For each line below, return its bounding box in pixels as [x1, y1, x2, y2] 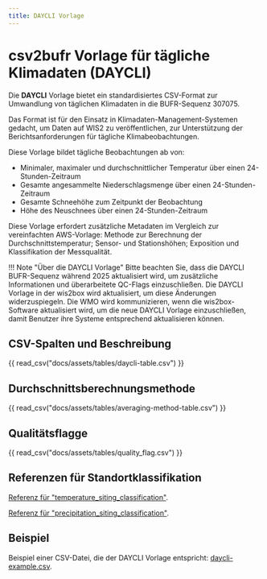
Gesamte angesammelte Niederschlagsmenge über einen [19, 180, 212, 189]
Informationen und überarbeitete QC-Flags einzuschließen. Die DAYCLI [8, 279, 244, 289]
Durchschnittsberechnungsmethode [8, 382, 195, 395]
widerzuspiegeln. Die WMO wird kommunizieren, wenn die [8, 296, 203, 306]
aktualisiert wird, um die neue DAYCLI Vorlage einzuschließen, [39, 305, 247, 315]
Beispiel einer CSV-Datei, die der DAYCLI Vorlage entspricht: [8, 552, 209, 562]
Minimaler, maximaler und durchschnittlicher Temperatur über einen [19, 163, 245, 172]
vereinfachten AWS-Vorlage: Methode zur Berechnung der [8, 230, 203, 239]
